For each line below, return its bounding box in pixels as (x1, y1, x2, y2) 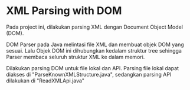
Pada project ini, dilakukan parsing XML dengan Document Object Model (6, 23, 183, 30)
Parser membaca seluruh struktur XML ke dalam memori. (6, 53, 145, 60)
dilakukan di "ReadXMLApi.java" (6, 77, 84, 84)
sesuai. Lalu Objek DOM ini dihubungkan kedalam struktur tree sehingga (6, 47, 182, 54)
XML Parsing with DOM (6, 4, 122, 18)
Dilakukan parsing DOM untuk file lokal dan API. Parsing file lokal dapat (6, 64, 179, 71)
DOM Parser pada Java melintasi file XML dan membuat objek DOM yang (6, 41, 184, 48)
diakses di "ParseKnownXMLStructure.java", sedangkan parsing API (6, 71, 172, 78)
